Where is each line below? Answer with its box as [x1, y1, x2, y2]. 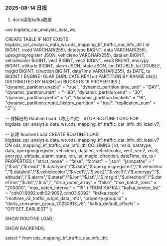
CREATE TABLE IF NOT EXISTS [5, 36, 69, 42]
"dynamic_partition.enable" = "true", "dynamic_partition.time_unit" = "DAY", [5, 84, 161, 90]
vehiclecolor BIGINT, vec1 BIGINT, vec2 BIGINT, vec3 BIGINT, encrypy [5, 57, 149, 63]
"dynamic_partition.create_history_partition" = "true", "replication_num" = [5, 100, 156, 106]
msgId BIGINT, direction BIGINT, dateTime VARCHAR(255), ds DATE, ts [5, 68, 151, 74]
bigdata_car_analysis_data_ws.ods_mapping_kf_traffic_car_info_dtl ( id [5, 41, 150, 48]
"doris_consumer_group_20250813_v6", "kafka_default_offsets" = [5, 201, 140, 207]
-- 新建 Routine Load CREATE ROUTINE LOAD [5, 131, 99, 138]
